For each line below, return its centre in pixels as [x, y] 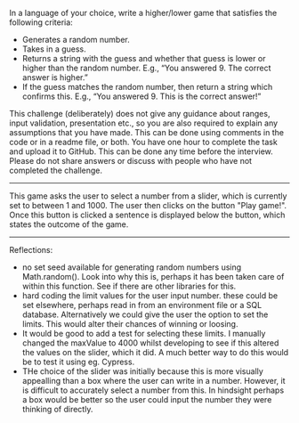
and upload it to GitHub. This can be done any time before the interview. [141, 151]
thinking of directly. [57, 409]
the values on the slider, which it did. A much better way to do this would [155, 352]
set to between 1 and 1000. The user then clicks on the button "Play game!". [148, 205]
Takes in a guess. [54, 49]
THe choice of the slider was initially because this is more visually [143, 371]
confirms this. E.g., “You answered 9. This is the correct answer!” [141, 96]
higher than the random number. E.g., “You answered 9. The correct [146, 68]
